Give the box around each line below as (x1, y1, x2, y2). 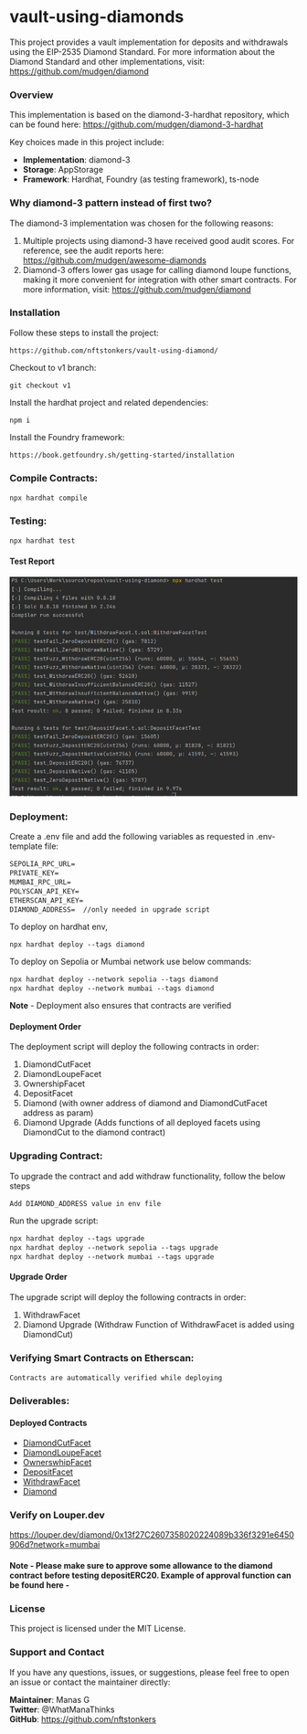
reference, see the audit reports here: (22, 245, 164, 256)
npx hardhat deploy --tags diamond (9, 940, 145, 949)
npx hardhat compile (9, 493, 89, 503)
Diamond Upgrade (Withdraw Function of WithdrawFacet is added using (22, 1318, 295, 1330)
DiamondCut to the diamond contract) (22, 1126, 166, 1138)
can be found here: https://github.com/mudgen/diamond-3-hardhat (9, 119, 264, 130)
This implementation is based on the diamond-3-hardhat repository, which (9, 110, 290, 121)
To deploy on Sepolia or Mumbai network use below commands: (9, 957, 252, 967)
